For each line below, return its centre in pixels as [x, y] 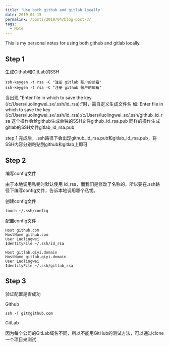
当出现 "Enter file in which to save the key [48, 97]
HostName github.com [27, 235]
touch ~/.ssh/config [27, 211]
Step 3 [16, 281]
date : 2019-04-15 [23, 15]
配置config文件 [21, 221]
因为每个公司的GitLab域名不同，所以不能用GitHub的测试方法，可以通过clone [84, 333]
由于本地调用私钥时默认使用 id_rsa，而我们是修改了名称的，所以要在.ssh [80, 184]
